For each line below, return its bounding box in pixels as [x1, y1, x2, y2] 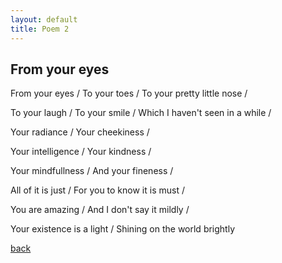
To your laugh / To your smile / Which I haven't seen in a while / [10, 107, 272, 119]
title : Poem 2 [10, 24, 70, 34]
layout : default [10, 14, 78, 25]
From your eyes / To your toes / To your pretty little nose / [10, 87, 248, 100]
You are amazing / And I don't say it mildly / [10, 204, 190, 216]
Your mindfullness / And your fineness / [10, 165, 174, 177]
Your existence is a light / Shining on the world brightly [10, 223, 236, 235]
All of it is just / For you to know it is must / [10, 184, 185, 196]
